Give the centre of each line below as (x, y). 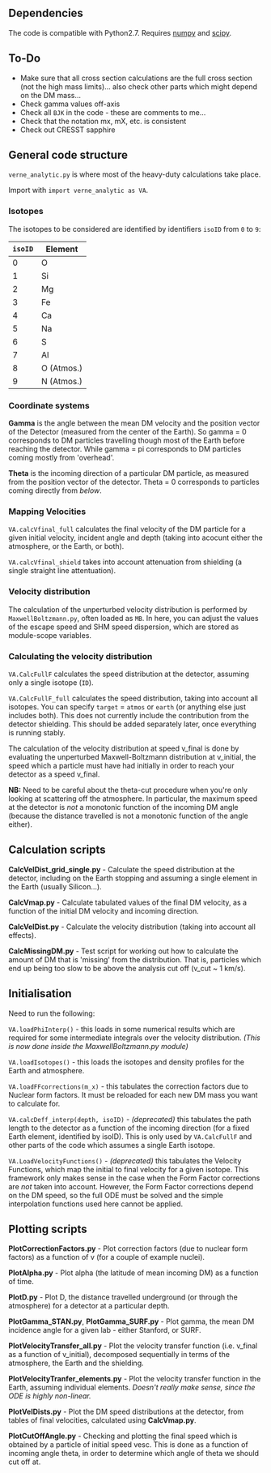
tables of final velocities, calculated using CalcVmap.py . (102, 1420)
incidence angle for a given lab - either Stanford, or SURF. (105, 1330)
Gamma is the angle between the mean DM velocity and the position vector (134, 423)
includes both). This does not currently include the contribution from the (129, 715)
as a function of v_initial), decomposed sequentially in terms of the (119, 1355)
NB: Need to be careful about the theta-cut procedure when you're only (128, 790)
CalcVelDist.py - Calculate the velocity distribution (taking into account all (132, 927)
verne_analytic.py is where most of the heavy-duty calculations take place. (135, 174)
